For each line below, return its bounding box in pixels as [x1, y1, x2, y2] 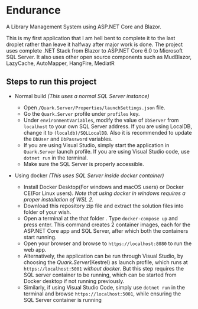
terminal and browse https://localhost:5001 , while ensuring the [23, 290, 181, 297]
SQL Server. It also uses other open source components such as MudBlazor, [6, 53, 192, 60]
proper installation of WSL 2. [23, 196, 94, 203]
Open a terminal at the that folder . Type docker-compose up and [23, 214, 178, 222]
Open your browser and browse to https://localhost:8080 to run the [23, 240, 192, 247]
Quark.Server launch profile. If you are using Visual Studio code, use [23, 148, 190, 155]
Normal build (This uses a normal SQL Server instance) [14, 92, 150, 99]
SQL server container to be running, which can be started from [23, 271, 177, 278]
